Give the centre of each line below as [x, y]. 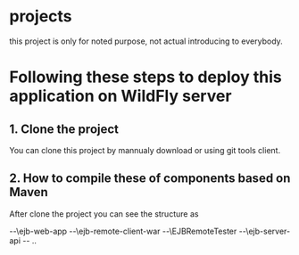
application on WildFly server [120, 96]
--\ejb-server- [265, 231]
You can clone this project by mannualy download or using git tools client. [145, 150]
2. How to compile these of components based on [150, 179]
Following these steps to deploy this [146, 77]
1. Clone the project [64, 129]
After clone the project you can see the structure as [104, 214]
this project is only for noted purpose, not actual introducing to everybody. [146, 41]
